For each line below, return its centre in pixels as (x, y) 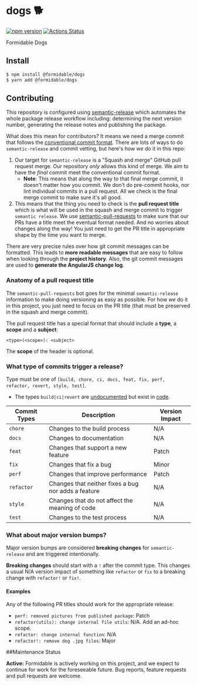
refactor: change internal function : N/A (65, 634)
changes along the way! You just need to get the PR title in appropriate (100, 229)
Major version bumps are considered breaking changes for (78, 548)
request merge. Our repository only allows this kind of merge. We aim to (101, 166)
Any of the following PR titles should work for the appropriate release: (90, 605)
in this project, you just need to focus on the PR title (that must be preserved (98, 305)
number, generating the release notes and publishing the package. (86, 125)
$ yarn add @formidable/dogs (42, 80)
